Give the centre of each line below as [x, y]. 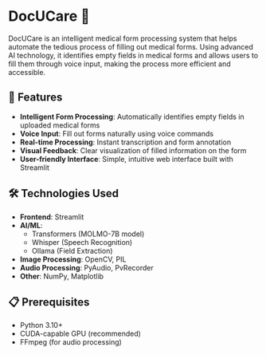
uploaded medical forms [60, 125]
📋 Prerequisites [49, 302]
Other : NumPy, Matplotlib [62, 276]
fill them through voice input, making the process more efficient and [119, 64]
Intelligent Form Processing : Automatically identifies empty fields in [132, 116]
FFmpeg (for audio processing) [70, 342]
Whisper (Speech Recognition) [82, 242]
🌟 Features [35, 98]
